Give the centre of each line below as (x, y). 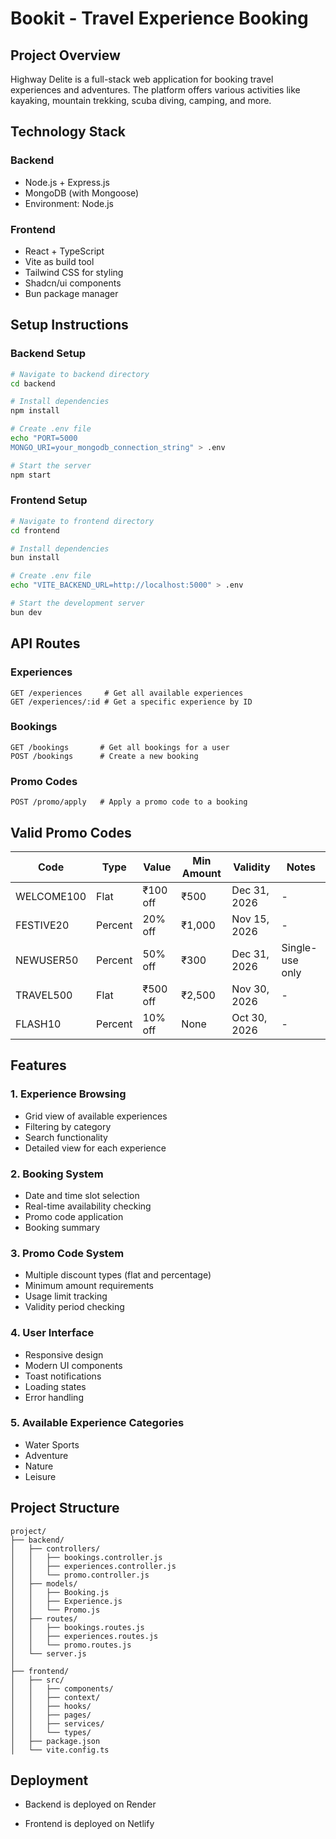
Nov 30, (250, 989)
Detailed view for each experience (95, 1148)
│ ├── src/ (37, 1680)
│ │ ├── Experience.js (66, 1601)
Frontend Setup (49, 500)
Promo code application (74, 1216)
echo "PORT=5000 (44, 438)
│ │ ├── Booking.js (60, 1592)
